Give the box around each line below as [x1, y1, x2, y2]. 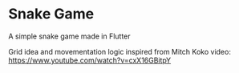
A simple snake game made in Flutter [8, 31, 131, 41]
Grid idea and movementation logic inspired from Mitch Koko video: [8, 47, 231, 56]
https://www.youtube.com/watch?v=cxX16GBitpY [8, 55, 171, 65]
